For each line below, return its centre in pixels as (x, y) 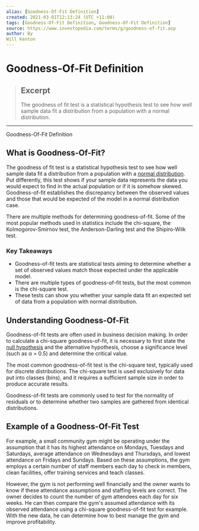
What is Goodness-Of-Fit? (56, 153)
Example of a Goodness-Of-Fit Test (73, 427)
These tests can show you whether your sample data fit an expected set (103, 295)
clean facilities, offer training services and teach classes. (76, 472)
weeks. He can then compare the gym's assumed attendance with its (90, 503)
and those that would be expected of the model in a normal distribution (93, 199)
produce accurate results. (38, 384)
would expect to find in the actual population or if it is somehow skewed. (94, 186)
